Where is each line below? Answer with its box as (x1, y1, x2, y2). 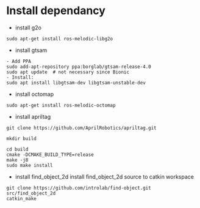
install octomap (15, 90, 54, 98)
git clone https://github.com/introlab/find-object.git (6, 185, 151, 191)
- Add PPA (6, 58, 32, 64)
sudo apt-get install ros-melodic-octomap (6, 102, 116, 108)
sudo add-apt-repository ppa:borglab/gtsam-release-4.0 (6, 64, 151, 70)
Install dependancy (6, 4, 105, 18)
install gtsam (15, 46, 48, 54)
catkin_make (6, 195, 37, 202)
